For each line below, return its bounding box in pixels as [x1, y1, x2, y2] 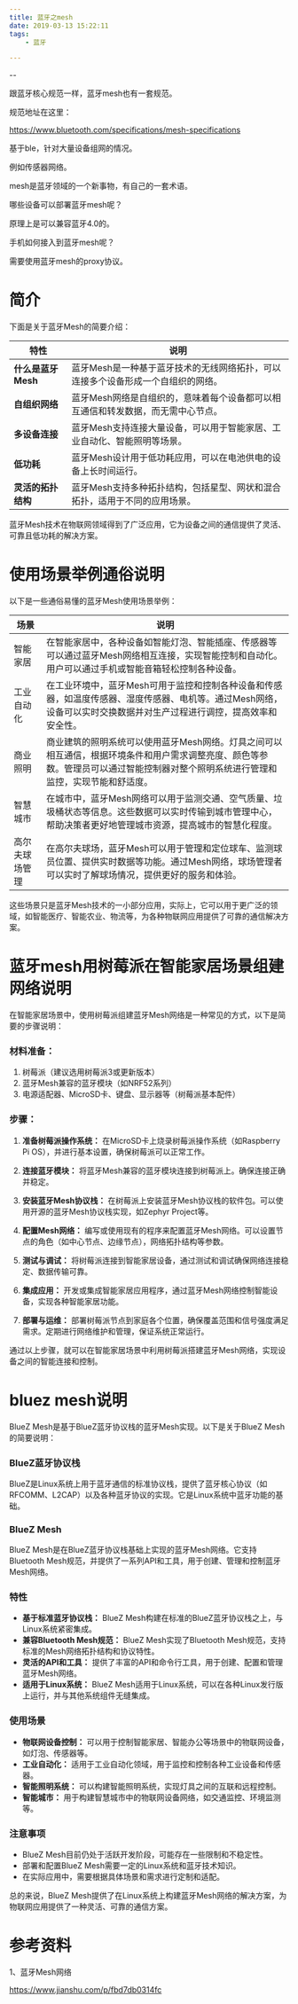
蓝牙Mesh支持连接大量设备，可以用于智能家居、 [71, 422, 273, 434]
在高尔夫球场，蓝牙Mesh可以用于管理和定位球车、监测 [45, 842, 274, 855]
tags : [9, 29, 29, 38]
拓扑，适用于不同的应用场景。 [71, 495, 197, 507]
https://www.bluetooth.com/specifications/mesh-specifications [9, 125, 241, 136]
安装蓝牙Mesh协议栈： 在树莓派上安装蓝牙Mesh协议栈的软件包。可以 [21, 1194, 277, 1206]
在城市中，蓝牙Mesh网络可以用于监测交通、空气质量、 [45, 793, 274, 805]
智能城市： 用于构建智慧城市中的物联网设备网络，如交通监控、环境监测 [21, 1792, 281, 1803]
